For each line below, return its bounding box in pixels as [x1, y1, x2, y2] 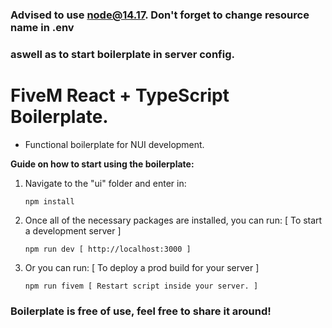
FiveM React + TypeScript [10, 84, 230, 107]
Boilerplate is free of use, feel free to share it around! [10, 304, 272, 318]
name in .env [10, 20, 75, 34]
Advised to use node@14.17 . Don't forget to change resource [10, 8, 310, 22]
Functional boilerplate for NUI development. [24, 138, 205, 150]
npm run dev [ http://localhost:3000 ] [24, 244, 192, 254]
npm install [24, 196, 75, 207]
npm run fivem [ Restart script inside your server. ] [24, 281, 259, 291]
